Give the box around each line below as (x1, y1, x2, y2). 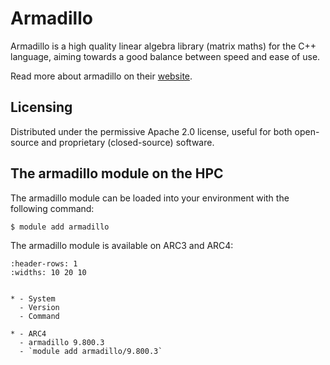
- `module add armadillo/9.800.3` (19, 347, 163, 357)
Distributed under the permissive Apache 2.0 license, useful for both (10, 125, 293, 137)
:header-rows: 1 (10, 259, 78, 269)
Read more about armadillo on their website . (10, 70, 193, 82)
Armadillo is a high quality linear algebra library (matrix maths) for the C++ (10, 40, 317, 52)
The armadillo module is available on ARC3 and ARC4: (10, 240, 234, 252)
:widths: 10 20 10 (10, 268, 87, 278)
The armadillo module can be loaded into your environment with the (10, 192, 290, 204)
